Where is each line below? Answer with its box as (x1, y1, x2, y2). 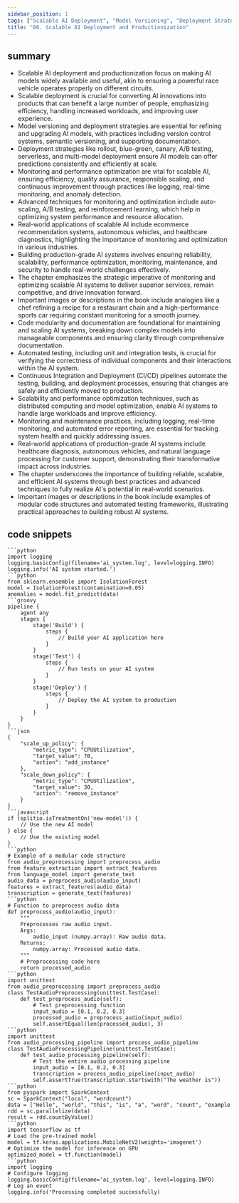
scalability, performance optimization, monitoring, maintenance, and (17, 258, 218, 267)
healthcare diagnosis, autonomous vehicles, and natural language (17, 447, 211, 456)
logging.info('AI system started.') (7, 566, 116, 573)
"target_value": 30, (33, 784, 94, 791)
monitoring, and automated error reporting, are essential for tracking (17, 424, 218, 433)
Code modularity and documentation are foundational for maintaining (17, 318, 221, 327)
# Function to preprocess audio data (7, 902, 119, 909)
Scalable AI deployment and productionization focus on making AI (17, 69, 211, 78)
